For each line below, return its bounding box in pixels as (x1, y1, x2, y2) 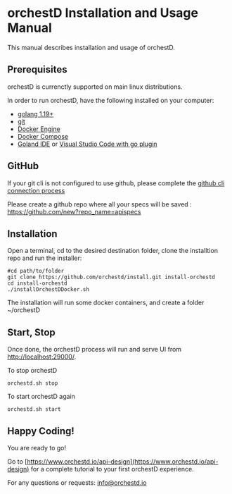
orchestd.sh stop (7, 380, 58, 387)
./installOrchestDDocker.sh (7, 286, 90, 293)
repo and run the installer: (7, 254, 82, 262)
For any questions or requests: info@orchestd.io (7, 478, 147, 487)
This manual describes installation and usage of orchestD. (7, 43, 176, 51)
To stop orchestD (7, 366, 58, 375)
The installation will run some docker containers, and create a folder (7, 298, 205, 307)
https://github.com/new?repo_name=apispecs (7, 207, 141, 216)
